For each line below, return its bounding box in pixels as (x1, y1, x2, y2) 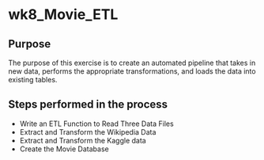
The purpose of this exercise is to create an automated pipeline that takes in (8, 58, 256, 67)
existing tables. (8, 75, 58, 84)
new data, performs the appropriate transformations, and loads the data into (8, 67, 256, 76)
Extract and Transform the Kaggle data (19, 135, 146, 145)
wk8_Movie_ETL (8, 6, 119, 24)
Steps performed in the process (8, 97, 168, 112)
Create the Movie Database (19, 144, 109, 154)
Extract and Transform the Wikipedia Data (19, 127, 157, 136)
